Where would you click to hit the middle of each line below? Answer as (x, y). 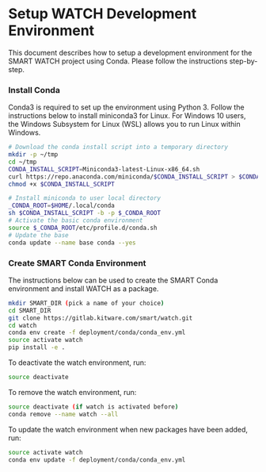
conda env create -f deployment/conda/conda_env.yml (97, 333)
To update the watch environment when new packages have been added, (128, 429)
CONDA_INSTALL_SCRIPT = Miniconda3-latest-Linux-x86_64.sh (104, 169)
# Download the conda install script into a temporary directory (118, 148)
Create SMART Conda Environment (77, 263)
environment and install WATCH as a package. (84, 288)
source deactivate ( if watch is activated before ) (93, 407)
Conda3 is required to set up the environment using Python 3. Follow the (126, 107)
